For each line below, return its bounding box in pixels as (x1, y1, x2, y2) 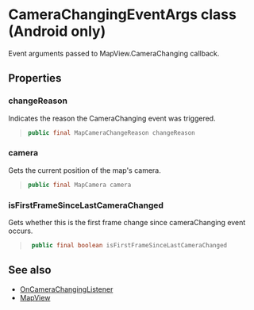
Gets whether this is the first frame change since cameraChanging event (8, 217, 246, 227)
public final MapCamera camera (27, 181, 132, 189)
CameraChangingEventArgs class (8, 6, 237, 24)
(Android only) (8, 22, 106, 40)
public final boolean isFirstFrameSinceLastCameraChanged (31, 241, 228, 249)
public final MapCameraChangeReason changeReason (27, 128, 196, 136)
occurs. (8, 226, 33, 235)
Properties (8, 71, 62, 85)
